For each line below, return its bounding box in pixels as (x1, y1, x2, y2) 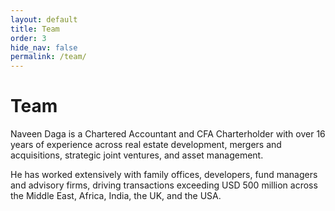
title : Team (10, 24, 60, 34)
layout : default (10, 14, 78, 25)
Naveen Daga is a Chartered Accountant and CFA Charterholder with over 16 (10, 128, 326, 140)
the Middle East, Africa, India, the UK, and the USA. (10, 190, 222, 202)
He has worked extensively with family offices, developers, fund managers (10, 169, 318, 181)
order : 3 (10, 33, 47, 43)
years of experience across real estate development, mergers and (10, 139, 282, 151)
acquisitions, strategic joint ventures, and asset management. (10, 149, 264, 161)
